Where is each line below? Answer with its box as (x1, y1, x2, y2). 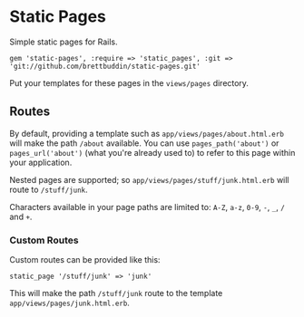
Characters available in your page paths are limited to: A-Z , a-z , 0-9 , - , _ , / (9, 201, 286, 212)
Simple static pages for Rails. (9, 36, 118, 47)
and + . (9, 211, 33, 222)
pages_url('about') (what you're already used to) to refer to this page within (9, 147, 296, 158)
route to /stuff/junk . (9, 184, 88, 195)
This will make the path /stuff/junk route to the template (9, 288, 223, 299)
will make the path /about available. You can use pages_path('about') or (9, 138, 279, 149)
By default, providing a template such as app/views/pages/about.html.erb (9, 128, 284, 139)
